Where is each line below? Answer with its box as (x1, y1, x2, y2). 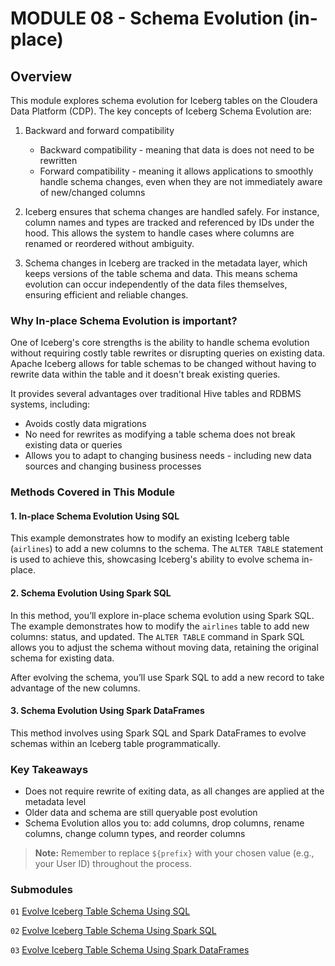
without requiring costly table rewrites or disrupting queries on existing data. (10, 347, 326, 359)
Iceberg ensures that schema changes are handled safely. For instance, (24, 206, 320, 217)
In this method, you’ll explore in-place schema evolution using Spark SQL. (10, 609, 315, 621)
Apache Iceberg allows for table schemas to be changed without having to (10, 358, 317, 370)
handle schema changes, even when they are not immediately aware (39, 176, 323, 187)
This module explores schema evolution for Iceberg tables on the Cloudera (10, 95, 318, 106)
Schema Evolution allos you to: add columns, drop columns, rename (24, 817, 305, 829)
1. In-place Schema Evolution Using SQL (10, 510, 180, 522)
